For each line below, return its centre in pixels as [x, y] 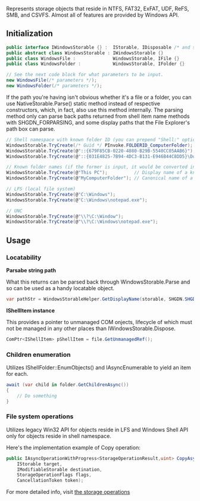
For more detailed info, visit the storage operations [68, 492]
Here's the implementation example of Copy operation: [74, 447]
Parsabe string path [31, 270]
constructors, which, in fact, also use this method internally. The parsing [95, 110]
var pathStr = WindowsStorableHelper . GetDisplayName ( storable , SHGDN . [96, 299]
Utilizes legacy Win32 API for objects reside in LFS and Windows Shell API [97, 430]
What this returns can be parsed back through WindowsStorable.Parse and [98, 282]
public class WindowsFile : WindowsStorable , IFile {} [93, 58]
